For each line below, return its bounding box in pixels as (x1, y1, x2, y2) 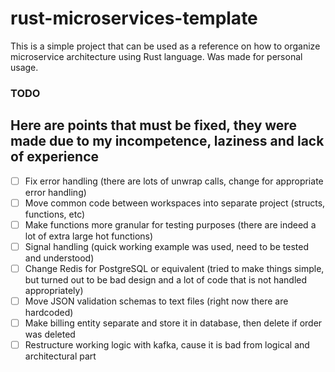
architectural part (24, 350, 97, 362)
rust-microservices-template (10, 7, 258, 30)
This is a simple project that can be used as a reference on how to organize (10, 40, 321, 52)
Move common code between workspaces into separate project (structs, (24, 197, 326, 209)
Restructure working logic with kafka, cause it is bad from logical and (24, 339, 310, 351)
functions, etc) (24, 208, 86, 220)
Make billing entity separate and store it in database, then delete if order (24, 317, 323, 329)
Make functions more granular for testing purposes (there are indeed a (24, 218, 317, 231)
